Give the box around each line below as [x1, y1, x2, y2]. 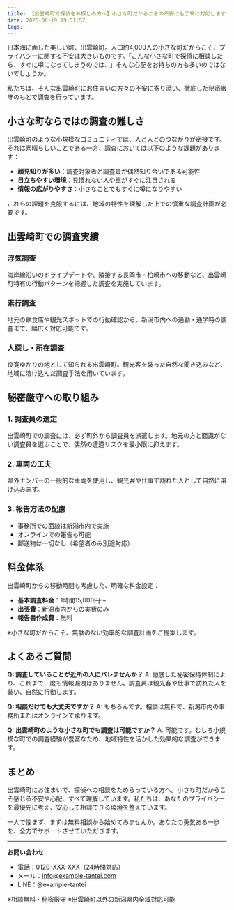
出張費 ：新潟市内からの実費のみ [17, 605, 109, 613]
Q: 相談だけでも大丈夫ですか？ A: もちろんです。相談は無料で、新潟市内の [7, 702, 219, 711]
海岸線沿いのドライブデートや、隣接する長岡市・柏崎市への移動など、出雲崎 [7, 270, 226, 279]
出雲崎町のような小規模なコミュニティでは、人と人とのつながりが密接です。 [7, 135, 226, 144]
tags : [7, 23, 23, 30]
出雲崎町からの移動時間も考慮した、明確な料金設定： [7, 581, 160, 589]
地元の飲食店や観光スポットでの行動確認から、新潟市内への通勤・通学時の [7, 315, 221, 324]
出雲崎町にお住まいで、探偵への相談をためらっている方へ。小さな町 [7, 786, 202, 794]
